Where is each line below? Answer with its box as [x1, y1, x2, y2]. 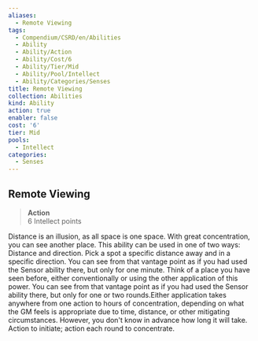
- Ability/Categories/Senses [15, 77, 111, 85]
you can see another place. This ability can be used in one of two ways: [8, 239, 241, 249]
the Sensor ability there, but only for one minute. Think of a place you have [8, 265, 250, 274]
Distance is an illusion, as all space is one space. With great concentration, [8, 232, 250, 241]
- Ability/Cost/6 [15, 56, 72, 64]
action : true [8, 107, 51, 115]
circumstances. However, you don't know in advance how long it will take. [8, 315, 248, 324]
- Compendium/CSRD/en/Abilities [15, 33, 122, 42]
